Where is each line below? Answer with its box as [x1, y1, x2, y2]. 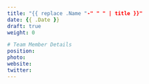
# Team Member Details [7, 42, 72, 48]
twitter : [7, 66, 32, 74]
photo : [7, 54, 26, 61]
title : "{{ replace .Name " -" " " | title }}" [7, 10, 143, 17]
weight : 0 [7, 29, 36, 36]
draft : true [7, 23, 41, 29]
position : [7, 48, 36, 55]
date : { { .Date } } [7, 16, 60, 23]
